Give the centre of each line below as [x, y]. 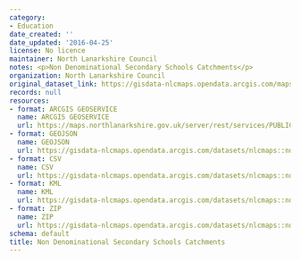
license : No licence [48, 51]
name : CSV [35, 167]
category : [28, 17]
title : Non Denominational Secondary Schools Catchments [117, 242]
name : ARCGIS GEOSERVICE [63, 117]
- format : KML [36, 184]
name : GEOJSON [43, 142]
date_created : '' [42, 34]
